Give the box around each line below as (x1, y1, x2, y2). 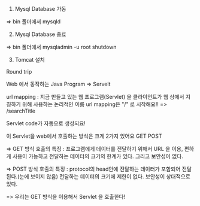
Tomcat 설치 (14, 56, 45, 63)
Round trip (6, 68, 32, 75)
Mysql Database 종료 (14, 31, 66, 38)
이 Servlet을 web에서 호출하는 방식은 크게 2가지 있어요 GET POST (6, 132, 162, 140)
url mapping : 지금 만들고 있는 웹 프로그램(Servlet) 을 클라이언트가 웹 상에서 (6, 93, 184, 100)
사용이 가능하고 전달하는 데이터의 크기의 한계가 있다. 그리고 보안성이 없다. (12, 153, 184, 160)
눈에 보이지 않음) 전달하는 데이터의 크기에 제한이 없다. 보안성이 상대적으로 (19, 173, 190, 180)
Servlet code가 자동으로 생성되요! (6, 120, 86, 127)
